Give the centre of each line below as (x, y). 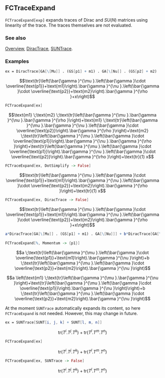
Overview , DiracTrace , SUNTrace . (39, 49)
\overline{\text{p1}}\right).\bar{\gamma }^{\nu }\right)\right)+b (82, 288)
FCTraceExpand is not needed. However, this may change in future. (72, 313)
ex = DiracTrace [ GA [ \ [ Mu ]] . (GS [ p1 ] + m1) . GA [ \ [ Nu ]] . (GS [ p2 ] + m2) (81, 72)
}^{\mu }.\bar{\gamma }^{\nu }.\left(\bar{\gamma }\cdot (82, 125)
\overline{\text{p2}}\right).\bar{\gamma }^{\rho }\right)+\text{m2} (82, 131)
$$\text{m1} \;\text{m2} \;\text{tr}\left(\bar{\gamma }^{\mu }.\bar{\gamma (82, 115)
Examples (17, 61)
